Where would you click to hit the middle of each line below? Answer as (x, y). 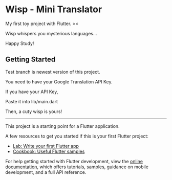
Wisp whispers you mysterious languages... (51, 33)
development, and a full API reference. (46, 172)
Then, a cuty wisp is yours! (34, 111)
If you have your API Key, (32, 92)
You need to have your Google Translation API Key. (59, 82)
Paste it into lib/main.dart (31, 101)
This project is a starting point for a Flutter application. (62, 126)
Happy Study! (20, 43)
